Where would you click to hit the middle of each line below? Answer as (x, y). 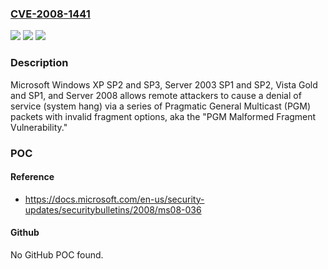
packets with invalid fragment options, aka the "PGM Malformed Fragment (163, 116)
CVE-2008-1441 (50, 14)
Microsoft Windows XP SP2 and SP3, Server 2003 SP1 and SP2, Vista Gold (164, 84)
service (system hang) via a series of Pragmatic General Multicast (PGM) (161, 106)
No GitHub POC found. (57, 254)
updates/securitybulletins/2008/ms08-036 (113, 209)
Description (39, 63)
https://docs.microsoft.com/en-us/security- (114, 199)
